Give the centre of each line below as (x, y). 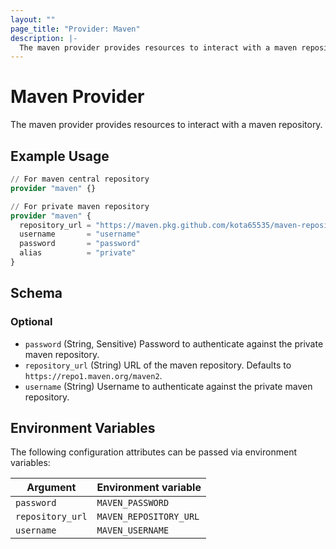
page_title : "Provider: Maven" (75, 29)
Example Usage (60, 156)
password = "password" (80, 244)
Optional (31, 322)
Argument (51, 488)
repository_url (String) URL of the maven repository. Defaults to (158, 365)
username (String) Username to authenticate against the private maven (168, 386)
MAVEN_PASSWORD (133, 503)
